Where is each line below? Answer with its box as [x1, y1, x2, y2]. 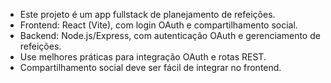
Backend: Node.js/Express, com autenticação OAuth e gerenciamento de [19, 30, 321, 41]
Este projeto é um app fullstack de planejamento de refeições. [19, 9, 276, 20]
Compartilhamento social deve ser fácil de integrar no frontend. [19, 62, 282, 73]
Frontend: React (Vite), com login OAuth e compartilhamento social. [19, 19, 298, 31]
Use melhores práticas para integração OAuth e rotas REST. [19, 51, 267, 63]
